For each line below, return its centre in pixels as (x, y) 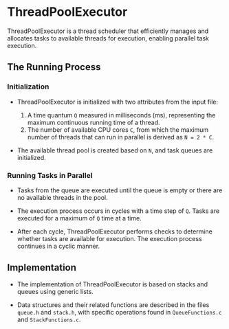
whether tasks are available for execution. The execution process (109, 238)
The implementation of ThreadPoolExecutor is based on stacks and (112, 284)
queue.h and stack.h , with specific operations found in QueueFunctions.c (119, 312)
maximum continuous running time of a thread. (94, 122)
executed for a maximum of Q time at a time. (79, 218)
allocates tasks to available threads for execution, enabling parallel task (108, 38)
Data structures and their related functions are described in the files (113, 305)
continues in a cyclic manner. (58, 246)
